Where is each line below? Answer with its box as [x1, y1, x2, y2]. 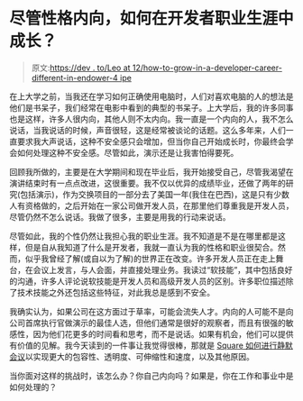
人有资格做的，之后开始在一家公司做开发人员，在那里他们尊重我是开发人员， [9, 200, 294, 211]
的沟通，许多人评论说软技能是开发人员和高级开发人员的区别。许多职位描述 [9, 276, 286, 287]
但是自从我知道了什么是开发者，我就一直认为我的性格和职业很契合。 [24, 242, 278, 252]
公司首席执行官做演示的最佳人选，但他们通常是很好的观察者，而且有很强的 [9, 317, 286, 328]
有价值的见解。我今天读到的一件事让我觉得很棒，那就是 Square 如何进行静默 [9, 340, 293, 351]
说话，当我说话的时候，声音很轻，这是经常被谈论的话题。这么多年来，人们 [9, 124, 286, 135]
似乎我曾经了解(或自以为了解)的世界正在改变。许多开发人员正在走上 [24, 253, 277, 264]
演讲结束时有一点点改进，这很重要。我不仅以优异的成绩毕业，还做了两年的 [9, 178, 286, 188]
